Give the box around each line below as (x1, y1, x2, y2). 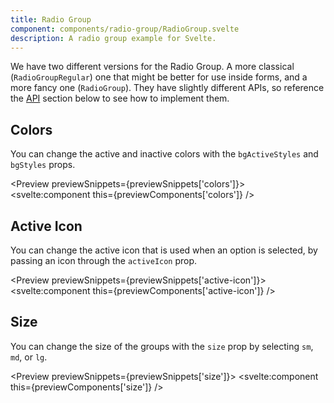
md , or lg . (10, 351, 48, 363)
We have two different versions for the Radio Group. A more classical (10, 61, 295, 73)
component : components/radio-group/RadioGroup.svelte (10, 24, 240, 34)
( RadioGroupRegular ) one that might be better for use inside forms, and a (10, 71, 308, 83)
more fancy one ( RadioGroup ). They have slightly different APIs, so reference (10, 82, 325, 94)
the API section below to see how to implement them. (10, 92, 230, 105)
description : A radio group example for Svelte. (10, 33, 217, 43)
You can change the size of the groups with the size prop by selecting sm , (10, 340, 314, 352)
